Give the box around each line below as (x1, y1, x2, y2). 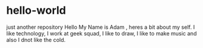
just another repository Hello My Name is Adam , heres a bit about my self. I (6, 23, 195, 31)
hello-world (6, 4, 67, 17)
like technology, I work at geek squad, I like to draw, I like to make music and (6, 29, 197, 37)
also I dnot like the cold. (6, 36, 66, 43)
